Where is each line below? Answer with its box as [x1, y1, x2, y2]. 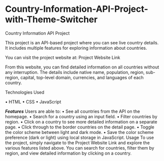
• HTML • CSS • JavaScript [5, 98, 62, 104]
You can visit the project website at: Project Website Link [5, 54, 121, 60]
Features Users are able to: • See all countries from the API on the [5, 108, 140, 114]
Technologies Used [5, 89, 44, 95]
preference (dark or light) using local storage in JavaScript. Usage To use [5, 134, 154, 140]
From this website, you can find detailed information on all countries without [5, 64, 159, 70]
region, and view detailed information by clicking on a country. [5, 150, 132, 156]
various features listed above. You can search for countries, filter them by [5, 145, 154, 151]
